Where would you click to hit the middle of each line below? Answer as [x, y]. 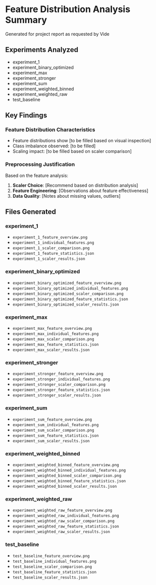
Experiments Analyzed [42, 50]
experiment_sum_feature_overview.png [52, 420]
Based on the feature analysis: [37, 175]
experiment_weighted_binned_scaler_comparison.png [67, 476]
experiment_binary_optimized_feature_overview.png [67, 283]
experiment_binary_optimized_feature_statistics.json [70, 299]
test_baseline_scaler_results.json [50, 577]
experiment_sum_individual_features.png [56, 425]
